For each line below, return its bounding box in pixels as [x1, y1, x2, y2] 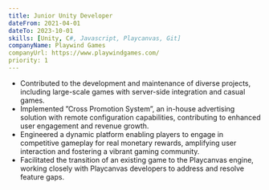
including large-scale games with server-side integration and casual [19, 87, 246, 96]
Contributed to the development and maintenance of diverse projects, [19, 78, 251, 88]
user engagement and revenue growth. [19, 121, 149, 131]
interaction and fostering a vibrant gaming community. [19, 146, 200, 156]
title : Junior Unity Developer [8, 11, 113, 20]
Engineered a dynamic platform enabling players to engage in [19, 129, 224, 139]
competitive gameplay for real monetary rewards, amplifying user [19, 138, 237, 148]
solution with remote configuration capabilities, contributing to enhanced [19, 112, 261, 122]
